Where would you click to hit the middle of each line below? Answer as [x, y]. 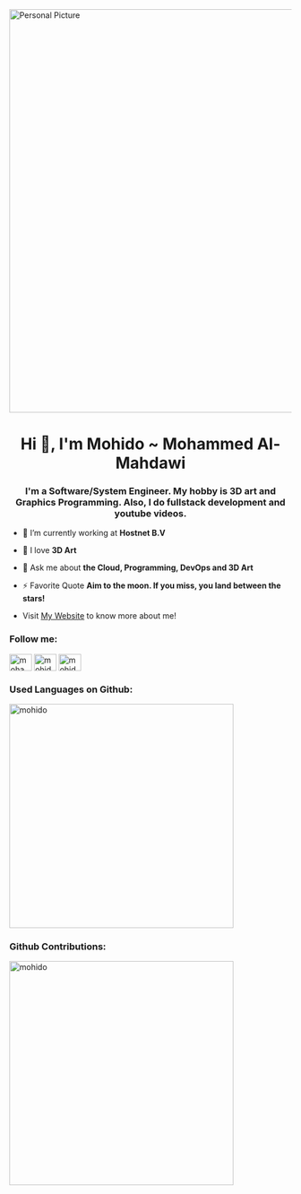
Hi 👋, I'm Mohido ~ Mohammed [137, 444]
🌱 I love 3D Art [49, 550]
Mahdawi [150, 463]
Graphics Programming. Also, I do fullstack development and [150, 503]
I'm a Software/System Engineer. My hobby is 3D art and [150, 491]
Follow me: [34, 639]
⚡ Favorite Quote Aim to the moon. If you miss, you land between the [151, 585]
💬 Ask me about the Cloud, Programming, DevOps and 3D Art [138, 567]
